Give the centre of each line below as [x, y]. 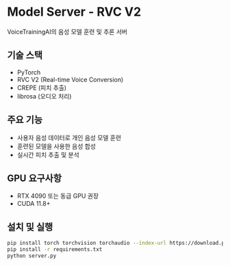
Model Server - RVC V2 [74, 12]
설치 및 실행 [30, 227]
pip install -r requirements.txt [55, 250]
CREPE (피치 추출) [42, 88]
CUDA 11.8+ [34, 204]
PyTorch [29, 72]
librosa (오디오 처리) [44, 96]
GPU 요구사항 [34, 178]
